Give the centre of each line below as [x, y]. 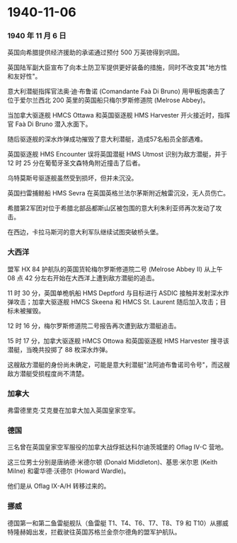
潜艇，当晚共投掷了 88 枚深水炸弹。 [59, 349]
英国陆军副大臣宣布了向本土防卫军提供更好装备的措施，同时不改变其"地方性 [117, 67]
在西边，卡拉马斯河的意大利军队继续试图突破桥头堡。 [85, 232]
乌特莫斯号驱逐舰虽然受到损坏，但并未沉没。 [73, 178]
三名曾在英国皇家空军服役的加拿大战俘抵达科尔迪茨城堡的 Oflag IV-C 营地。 [117, 447]
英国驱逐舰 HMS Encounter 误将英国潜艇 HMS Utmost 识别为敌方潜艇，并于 [117, 154]
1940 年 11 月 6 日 [37, 36]
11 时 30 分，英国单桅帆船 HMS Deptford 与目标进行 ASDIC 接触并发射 [109, 293]
